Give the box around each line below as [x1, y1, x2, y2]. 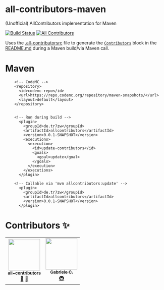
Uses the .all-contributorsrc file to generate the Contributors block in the [5, 39, 157, 46]
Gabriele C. [50, 269, 73, 275]
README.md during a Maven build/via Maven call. [5, 45, 110, 51]
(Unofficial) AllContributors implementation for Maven [5, 20, 117, 26]
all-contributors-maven [5, 4, 106, 15]
